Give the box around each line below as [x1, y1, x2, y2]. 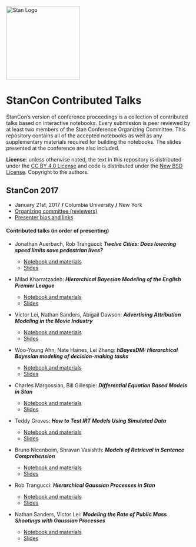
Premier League [14, 282, 55, 289]
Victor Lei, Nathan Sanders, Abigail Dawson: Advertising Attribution [14, 311, 181, 318]
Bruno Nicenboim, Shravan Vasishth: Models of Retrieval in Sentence [14, 446, 185, 453]
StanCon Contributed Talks [6, 94, 142, 107]
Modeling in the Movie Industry [14, 317, 93, 324]
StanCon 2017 [6, 186, 59, 196]
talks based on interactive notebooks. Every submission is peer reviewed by [6, 119, 190, 126]
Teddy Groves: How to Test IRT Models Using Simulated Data [14, 417, 167, 424]
